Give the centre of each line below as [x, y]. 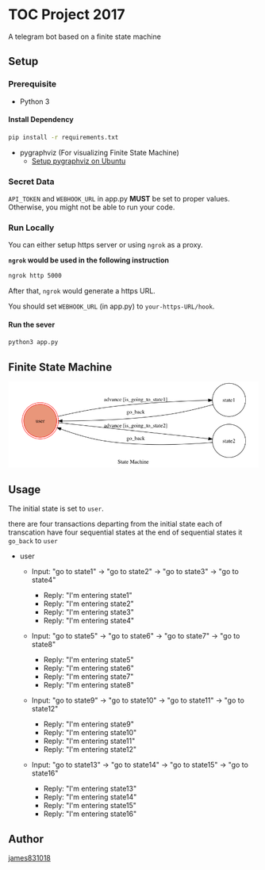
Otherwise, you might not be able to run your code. [92, 207]
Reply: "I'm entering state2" [89, 604]
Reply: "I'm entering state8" [89, 685]
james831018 [30, 858]
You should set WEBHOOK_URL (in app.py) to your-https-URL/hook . [111, 306]
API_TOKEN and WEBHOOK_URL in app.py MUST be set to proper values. [119, 199]
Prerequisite [33, 84]
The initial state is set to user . [56, 508]
